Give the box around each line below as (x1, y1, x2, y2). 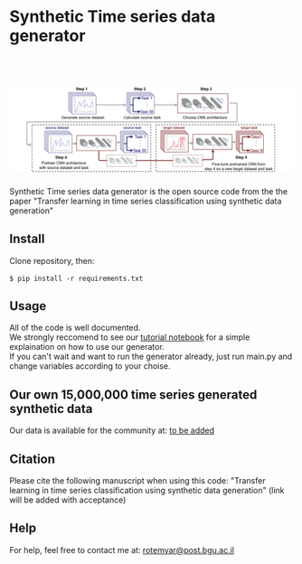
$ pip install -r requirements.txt (9, 274, 144, 283)
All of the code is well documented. (9, 323, 141, 334)
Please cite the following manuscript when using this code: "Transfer (9, 475, 266, 485)
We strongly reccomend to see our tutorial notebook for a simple (9, 332, 250, 343)
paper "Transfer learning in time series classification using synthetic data (9, 195, 282, 206)
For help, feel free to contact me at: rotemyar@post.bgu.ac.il (9, 544, 235, 555)
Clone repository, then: (9, 255, 95, 266)
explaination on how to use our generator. (9, 342, 165, 352)
